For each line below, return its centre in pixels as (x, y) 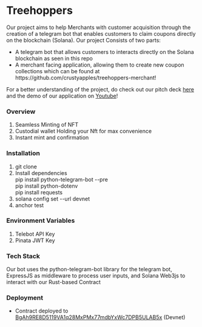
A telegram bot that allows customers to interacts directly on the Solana (104, 51)
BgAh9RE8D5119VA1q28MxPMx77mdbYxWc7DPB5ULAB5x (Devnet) (100, 317)
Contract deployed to (42, 311)
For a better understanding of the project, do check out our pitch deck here (100, 89)
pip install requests (39, 192)
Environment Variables (41, 220)
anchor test (29, 205)
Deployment (25, 298)
